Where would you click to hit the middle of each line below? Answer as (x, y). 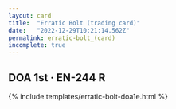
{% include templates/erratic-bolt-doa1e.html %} (88, 96)
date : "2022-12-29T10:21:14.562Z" (69, 30)
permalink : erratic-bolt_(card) (62, 38)
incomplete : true (37, 45)
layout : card (30, 16)
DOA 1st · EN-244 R (57, 78)
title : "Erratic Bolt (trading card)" (74, 23)
